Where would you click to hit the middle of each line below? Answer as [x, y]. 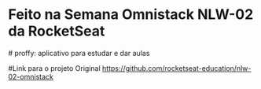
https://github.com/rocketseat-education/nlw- [176, 68]
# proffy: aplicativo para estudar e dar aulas [79, 53]
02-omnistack [31, 76]
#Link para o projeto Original [54, 68]
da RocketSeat [57, 31]
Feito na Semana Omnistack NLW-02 [131, 15]
